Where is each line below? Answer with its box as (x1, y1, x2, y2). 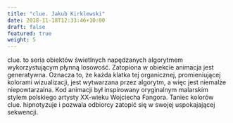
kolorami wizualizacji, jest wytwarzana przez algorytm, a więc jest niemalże (7, 78, 227, 86)
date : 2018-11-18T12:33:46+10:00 (7, 17, 106, 24)
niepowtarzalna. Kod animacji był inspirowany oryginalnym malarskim (7, 86, 209, 94)
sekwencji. (7, 108, 39, 117)
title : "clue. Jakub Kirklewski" (7, 10, 106, 18)
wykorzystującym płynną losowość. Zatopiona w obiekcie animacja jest (7, 63, 214, 72)
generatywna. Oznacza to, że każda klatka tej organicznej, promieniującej (7, 71, 221, 79)
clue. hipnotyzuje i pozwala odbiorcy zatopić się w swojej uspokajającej (7, 101, 215, 109)
